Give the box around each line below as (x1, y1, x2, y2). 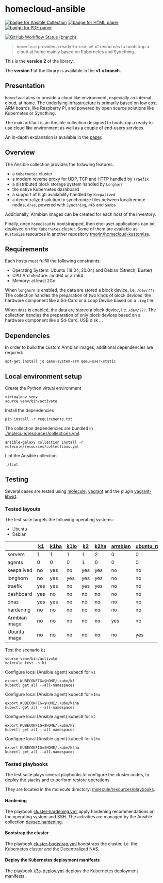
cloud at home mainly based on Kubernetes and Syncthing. (16, 49, 135, 55)
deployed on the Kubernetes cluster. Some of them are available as (5, 225, 138, 232)
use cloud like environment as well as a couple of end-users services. (5, 125, 145, 131)
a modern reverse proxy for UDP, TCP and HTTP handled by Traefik (12, 176, 149, 182)
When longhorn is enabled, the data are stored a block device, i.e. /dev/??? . (5, 287, 156, 293)
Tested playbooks (5, 761, 49, 768)
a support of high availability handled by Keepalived (12, 191, 115, 197)
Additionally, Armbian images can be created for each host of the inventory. (5, 211, 156, 217)
